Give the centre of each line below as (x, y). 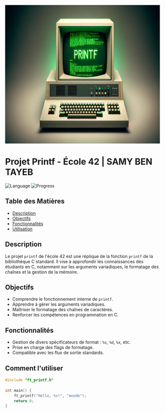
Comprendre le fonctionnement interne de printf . (63, 299)
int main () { (18, 390)
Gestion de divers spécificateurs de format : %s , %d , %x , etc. (71, 342)
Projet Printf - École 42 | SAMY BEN (79, 162)
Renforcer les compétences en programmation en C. (65, 315)
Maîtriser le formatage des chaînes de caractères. (63, 310)
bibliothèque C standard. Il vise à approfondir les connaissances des (74, 261)
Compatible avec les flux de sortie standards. (58, 353)
